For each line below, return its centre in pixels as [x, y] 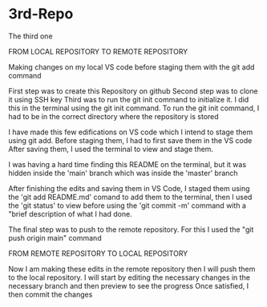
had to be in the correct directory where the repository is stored [113, 116]
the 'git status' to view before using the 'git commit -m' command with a [127, 205]
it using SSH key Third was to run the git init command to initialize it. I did [129, 99]
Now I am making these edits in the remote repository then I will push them [132, 269]
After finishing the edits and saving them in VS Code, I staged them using [129, 188]
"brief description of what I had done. [70, 213]
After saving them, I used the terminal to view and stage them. [111, 149]
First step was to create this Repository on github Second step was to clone [133, 91]
